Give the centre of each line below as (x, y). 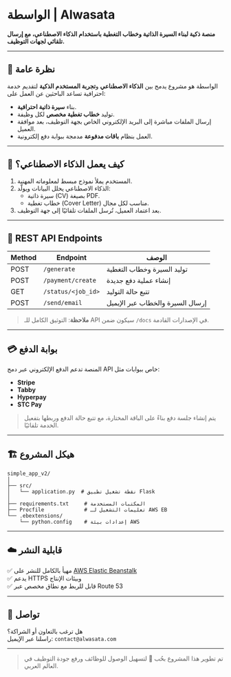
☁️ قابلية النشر (35, 550)
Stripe (26, 382)
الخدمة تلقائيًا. (41, 425)
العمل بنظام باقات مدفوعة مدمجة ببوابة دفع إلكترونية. (85, 136)
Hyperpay (32, 398)
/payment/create (70, 281)
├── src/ (20, 486)
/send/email (63, 303)
